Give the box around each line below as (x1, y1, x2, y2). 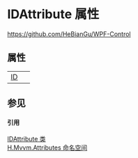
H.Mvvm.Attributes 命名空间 (7, 143, 88, 152)
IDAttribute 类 (7, 135, 47, 143)
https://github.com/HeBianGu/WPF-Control (7, 29, 131, 38)
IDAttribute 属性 (7, 6, 100, 22)
